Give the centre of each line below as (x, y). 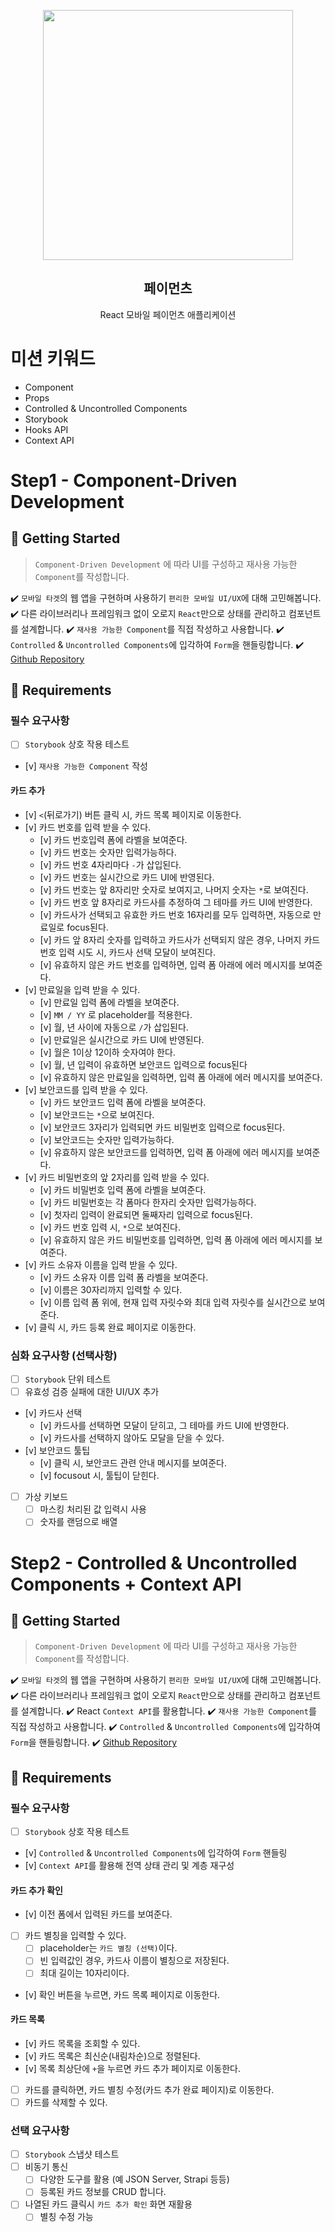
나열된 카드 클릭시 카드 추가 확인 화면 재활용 (108, 2204)
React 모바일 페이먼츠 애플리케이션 (168, 314)
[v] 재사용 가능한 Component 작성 (86, 766)
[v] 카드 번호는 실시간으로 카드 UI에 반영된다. (127, 877)
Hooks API (46, 429)
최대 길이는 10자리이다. (84, 1973)
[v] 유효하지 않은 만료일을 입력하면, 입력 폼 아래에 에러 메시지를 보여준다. (181, 1077)
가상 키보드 (46, 1497)
